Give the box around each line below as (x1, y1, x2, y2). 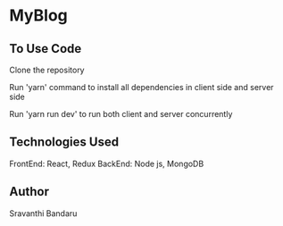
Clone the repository (9, 64, 85, 75)
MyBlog (9, 5, 69, 26)
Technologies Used (9, 135, 119, 150)
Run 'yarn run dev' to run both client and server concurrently (9, 109, 233, 119)
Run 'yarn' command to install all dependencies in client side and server (9, 82, 274, 92)
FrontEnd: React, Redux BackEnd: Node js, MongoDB (9, 158, 204, 169)
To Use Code (9, 41, 82, 56)
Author (9, 184, 49, 199)
